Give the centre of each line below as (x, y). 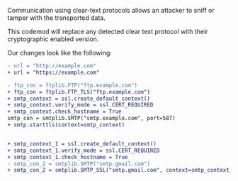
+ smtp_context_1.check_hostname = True (68, 157)
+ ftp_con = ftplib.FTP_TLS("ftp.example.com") (79, 92)
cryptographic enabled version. (53, 39)
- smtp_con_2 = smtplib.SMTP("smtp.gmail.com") (79, 164)
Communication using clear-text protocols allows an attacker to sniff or (111, 10)
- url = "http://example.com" (52, 66)
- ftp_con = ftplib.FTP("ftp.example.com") (73, 85)
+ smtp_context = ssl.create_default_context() (79, 99)
